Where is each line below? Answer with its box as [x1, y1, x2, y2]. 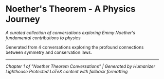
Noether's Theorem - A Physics [5, 3, 136, 15]
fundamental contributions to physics [5, 35, 81, 41]
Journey [5, 14, 40, 25]
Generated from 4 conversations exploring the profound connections [5, 44, 144, 50]
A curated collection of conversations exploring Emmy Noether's [5, 30, 136, 35]
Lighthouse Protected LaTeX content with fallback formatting [5, 68, 128, 74]
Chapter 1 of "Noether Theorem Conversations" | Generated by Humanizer [5, 63, 155, 69]
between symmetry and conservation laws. [5, 49, 92, 55]
